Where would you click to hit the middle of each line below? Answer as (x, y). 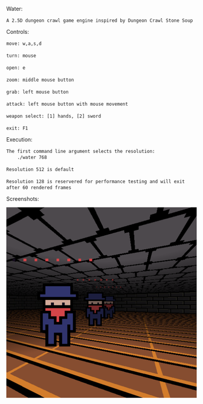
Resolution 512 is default (40, 169)
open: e (16, 68)
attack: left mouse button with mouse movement (67, 104)
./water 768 (32, 157)
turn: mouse (21, 56)
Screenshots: (23, 199)
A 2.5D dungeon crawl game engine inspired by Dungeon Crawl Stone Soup (100, 21)
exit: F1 (17, 128)
